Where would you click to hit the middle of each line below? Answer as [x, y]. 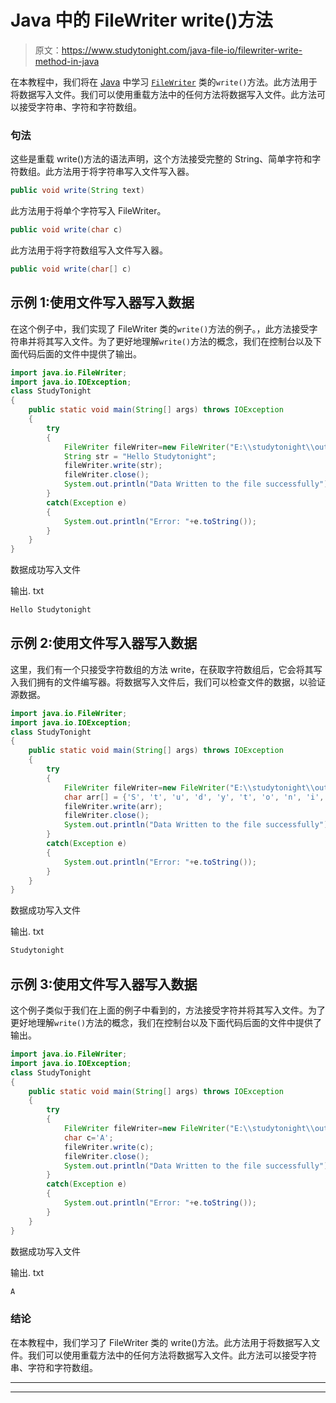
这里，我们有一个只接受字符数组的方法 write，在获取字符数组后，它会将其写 [166, 669]
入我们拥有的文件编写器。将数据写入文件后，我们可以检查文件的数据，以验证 [168, 682]
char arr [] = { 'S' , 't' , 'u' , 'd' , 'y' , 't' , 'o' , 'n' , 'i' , [194, 797]
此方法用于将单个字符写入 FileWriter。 [88, 211]
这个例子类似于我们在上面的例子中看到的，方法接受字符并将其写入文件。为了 [168, 1010]
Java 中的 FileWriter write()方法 [141, 20]
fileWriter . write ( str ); [113, 466]
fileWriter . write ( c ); [109, 1147]
